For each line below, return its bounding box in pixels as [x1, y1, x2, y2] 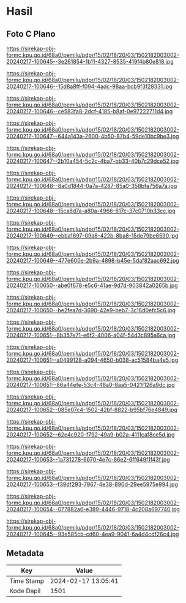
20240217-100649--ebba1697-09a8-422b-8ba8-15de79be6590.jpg [6, 232, 179, 239]
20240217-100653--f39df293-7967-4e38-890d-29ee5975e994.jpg [6, 481, 179, 488]
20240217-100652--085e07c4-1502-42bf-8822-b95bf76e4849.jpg [6, 406, 177, 413]
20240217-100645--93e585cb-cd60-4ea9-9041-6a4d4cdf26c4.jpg [6, 531, 179, 537]
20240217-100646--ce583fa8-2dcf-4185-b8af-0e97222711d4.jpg [6, 108, 173, 114]
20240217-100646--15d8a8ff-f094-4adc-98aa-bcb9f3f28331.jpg [6, 83, 173, 90]
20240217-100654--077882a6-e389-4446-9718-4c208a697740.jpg [6, 506, 180, 512]
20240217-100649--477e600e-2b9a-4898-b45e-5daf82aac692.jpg [6, 257, 179, 264]
